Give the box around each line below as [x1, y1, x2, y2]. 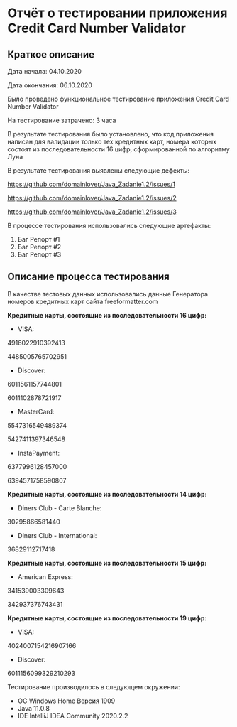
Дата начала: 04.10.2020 [7, 68, 82, 75]
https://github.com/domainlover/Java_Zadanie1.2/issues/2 [7, 194, 177, 202]
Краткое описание [7, 48, 94, 60]
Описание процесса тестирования [7, 271, 170, 283]
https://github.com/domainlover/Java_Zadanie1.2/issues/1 [7, 180, 176, 188]
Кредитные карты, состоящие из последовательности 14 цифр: [7, 490, 207, 498]
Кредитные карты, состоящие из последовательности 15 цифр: [7, 559, 207, 567]
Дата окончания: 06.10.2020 [7, 81, 92, 90]
